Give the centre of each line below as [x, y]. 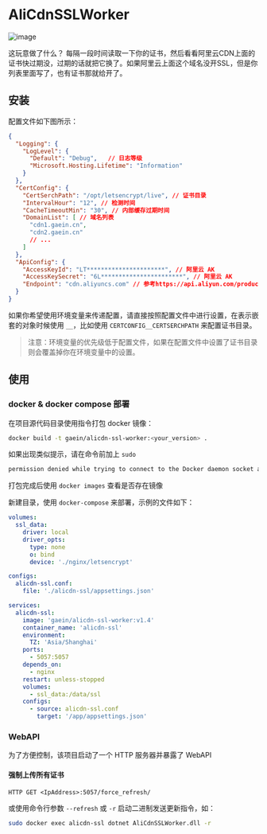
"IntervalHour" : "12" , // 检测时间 [79, 203]
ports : [33, 650]
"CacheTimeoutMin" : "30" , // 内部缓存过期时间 [96, 210]
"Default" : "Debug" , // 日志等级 [86, 158]
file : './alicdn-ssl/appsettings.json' [89, 591]
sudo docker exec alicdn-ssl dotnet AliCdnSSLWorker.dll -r [110, 823]
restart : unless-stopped [64, 679]
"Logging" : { [37, 144]
